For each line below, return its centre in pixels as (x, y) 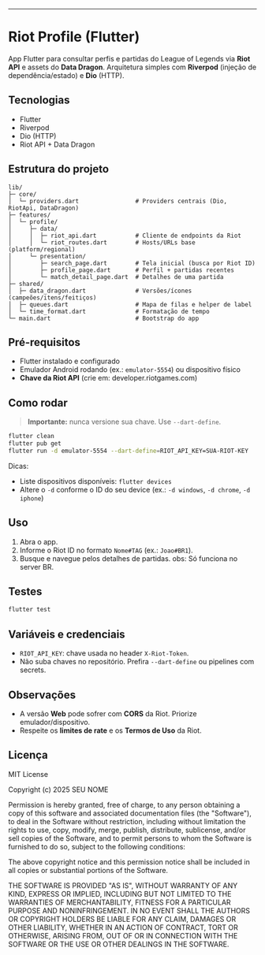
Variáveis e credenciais (67, 634)
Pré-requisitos (45, 342)
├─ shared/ (26, 284)
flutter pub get (35, 444)
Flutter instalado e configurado (70, 361)
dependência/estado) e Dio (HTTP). (66, 75)
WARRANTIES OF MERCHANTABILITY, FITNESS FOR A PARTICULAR (119, 902)
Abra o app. (39, 541)
